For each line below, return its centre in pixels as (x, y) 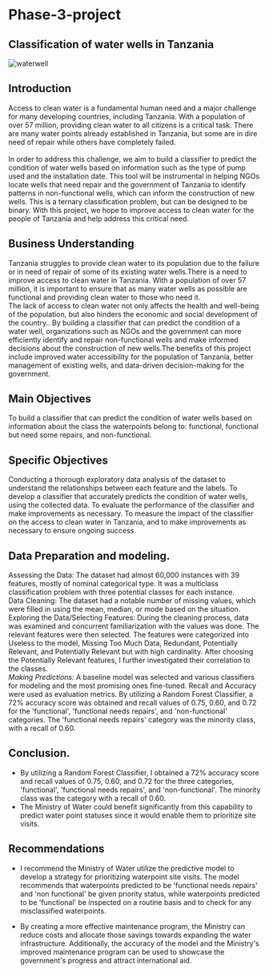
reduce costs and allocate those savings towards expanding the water (136, 935)
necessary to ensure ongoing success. (72, 531)
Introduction (40, 88)
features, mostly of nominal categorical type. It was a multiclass (113, 584)
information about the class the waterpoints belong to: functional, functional (133, 427)
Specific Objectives (58, 460)
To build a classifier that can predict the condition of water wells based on (130, 418)
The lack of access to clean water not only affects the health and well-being (134, 305)
